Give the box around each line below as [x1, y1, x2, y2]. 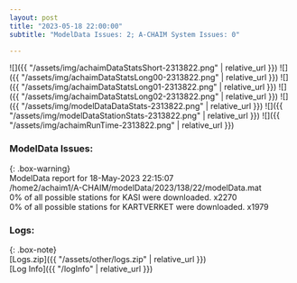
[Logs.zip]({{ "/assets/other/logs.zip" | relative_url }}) [9, 253, 207, 264]
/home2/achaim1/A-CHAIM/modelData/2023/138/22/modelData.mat [9, 182, 262, 193]
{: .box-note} [9, 244, 57, 255]
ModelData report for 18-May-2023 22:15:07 [9, 172, 174, 183]
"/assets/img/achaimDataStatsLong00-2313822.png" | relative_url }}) [21, 72, 279, 83]
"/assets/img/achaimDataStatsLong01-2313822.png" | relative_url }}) [21, 82, 277, 93]
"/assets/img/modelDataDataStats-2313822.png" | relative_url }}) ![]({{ [21, 101, 283, 112]
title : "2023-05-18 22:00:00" [9, 22, 124, 31]
